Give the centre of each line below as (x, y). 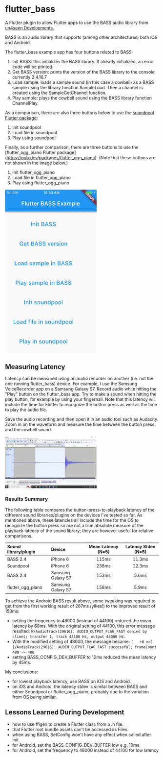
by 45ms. (21, 662)
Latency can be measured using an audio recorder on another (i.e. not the (79, 379)
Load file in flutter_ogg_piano (41, 177)
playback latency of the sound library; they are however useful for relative (79, 531)
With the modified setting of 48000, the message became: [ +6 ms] (82, 641)
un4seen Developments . (30, 27)
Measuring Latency (35, 367)
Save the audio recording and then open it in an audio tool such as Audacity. (82, 419)
